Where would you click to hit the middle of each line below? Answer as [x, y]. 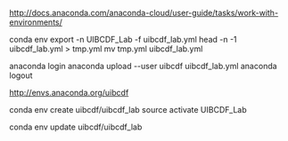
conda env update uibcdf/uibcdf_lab [76, 127]
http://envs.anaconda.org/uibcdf [69, 93]
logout [21, 75]
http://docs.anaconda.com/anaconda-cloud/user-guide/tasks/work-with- [144, 13]
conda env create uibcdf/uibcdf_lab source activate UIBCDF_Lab [128, 110]
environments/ [36, 22]
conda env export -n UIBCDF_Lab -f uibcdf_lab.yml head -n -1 [123, 39]
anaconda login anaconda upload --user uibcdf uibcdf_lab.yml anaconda [144, 66]
